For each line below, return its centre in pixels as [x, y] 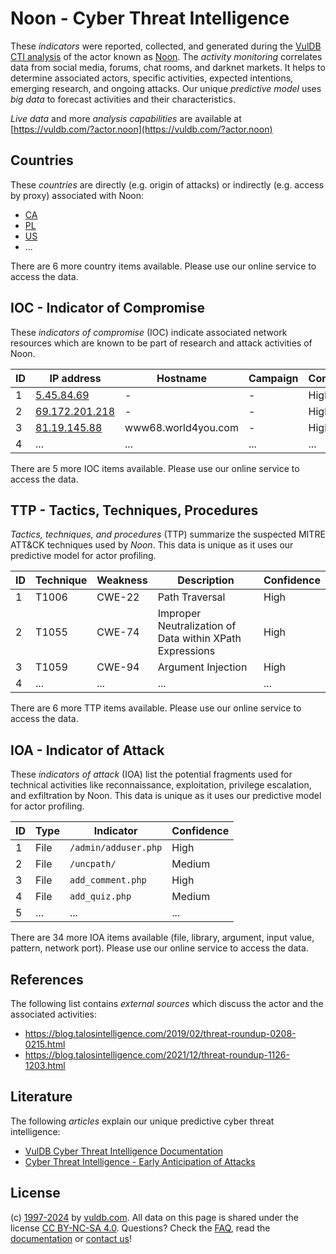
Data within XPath [199, 639]
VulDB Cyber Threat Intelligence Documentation [124, 1151]
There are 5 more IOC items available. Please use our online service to [155, 468]
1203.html [45, 1065]
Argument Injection [202, 667]
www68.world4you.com [181, 427]
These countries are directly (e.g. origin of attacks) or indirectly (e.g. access [167, 184]
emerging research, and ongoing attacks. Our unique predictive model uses [166, 88]
